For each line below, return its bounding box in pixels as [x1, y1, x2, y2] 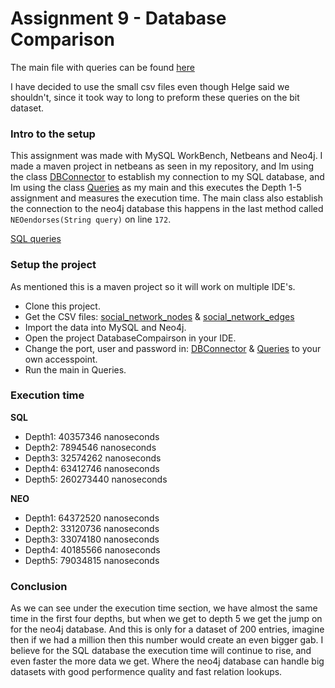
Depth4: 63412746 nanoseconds [24, 462, 160, 474]
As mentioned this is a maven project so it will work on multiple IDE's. [10, 280, 296, 292]
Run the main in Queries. [24, 363, 127, 376]
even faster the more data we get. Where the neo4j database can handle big [10, 655, 325, 667]
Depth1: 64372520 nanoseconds [24, 512, 160, 524]
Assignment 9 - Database [10, 7, 227, 30]
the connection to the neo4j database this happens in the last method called [10, 203, 324, 215]
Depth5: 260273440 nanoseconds [24, 473, 168, 485]
